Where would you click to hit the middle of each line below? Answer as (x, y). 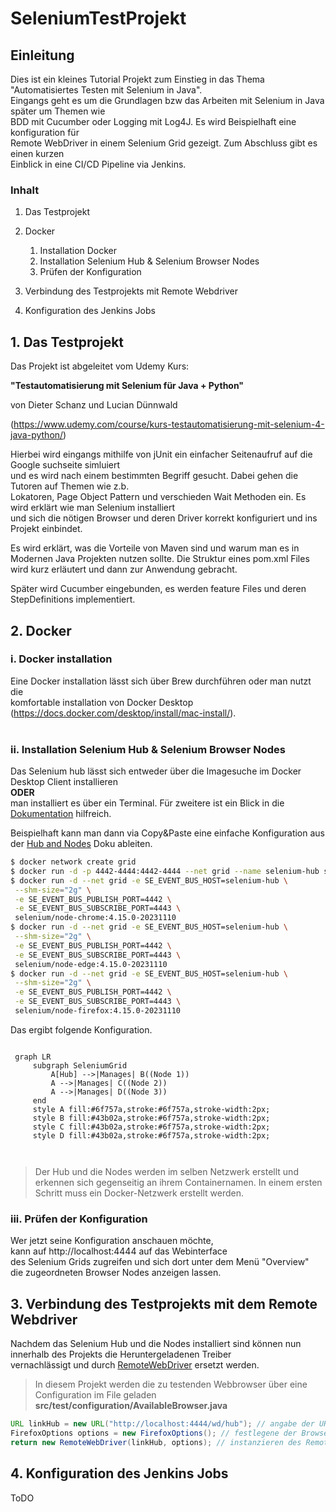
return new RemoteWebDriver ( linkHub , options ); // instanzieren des (156, 1442)
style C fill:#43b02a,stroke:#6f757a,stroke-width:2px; (151, 1127)
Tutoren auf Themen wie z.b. (70, 486)
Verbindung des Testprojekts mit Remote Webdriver (131, 291)
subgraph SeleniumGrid (80, 1065)
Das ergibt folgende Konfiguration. (81, 1029)
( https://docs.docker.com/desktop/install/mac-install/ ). (123, 713)
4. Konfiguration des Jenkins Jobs (119, 1473)
